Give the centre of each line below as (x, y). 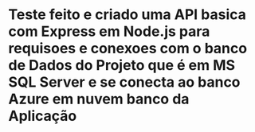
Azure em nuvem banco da (99, 99)
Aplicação (43, 116)
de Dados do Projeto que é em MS (122, 66)
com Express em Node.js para (109, 31)
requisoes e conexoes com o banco (128, 49)
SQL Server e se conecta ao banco (124, 82)
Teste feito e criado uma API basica (127, 15)
